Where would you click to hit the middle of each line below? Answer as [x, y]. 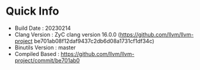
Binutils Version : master [45, 47]
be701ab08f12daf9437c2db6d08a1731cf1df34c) [94, 41]
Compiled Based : [37, 54]
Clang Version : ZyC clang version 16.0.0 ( [67, 34]
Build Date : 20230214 [43, 28]
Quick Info [32, 11]
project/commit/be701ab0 [47, 60]
